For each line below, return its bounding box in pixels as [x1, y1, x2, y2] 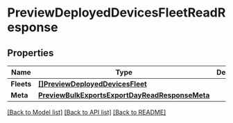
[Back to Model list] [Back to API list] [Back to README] [7, 108, 166, 116]
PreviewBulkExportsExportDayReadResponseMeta [37, 91, 210, 100]
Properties [7, 47, 54, 59]
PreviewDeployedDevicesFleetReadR [7, 5, 226, 21]
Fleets [10, 79, 32, 88]
